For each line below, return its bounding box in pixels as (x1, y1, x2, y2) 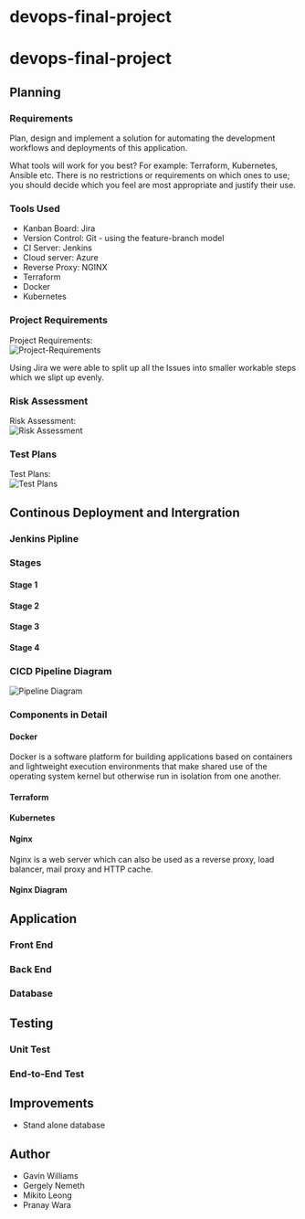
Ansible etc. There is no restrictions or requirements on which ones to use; (9, 170, 290, 181)
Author (9, 1146, 50, 1161)
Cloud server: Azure (22, 252, 99, 263)
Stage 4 (9, 641, 40, 652)
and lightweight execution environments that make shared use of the (9, 761, 268, 772)
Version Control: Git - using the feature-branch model (22, 233, 225, 244)
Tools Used (9, 202, 61, 215)
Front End (9, 938, 54, 951)
